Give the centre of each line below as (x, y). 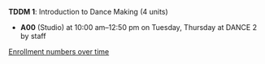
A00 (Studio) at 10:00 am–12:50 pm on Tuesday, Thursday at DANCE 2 (139, 27)
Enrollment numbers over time (59, 51)
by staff (33, 36)
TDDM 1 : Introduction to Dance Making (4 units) (88, 12)
